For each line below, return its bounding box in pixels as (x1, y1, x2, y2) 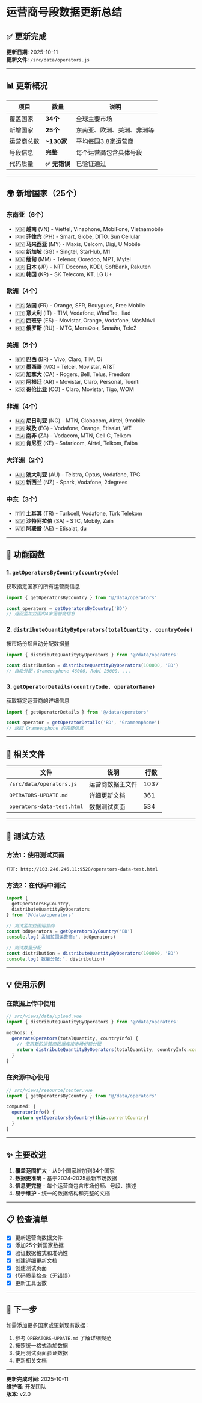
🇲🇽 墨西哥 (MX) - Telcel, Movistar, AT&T (14, 363, 116, 371)
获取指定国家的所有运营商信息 (6, 582, 80, 590)
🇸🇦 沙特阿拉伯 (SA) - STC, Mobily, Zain (14, 517, 114, 524)
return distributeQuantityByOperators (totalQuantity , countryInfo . (17, 1046, 189, 1053)
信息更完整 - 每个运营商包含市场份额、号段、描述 (14, 1182, 137, 1189)
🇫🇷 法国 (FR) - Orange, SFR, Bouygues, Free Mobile (14, 301, 145, 309)
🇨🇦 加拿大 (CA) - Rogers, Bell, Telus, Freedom (14, 371, 131, 378)
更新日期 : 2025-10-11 (6, 49, 58, 55)
